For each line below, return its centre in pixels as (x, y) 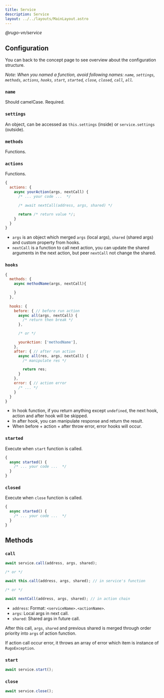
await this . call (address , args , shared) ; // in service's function (75, 581)
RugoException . (20, 648)
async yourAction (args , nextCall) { (51, 192)
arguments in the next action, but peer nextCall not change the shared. (84, 253)
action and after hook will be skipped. (50, 416)
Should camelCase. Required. (35, 102)
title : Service (21, 10)
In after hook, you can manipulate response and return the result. (78, 421)
